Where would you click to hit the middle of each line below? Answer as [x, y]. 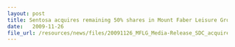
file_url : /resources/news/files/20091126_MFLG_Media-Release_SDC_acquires [120, 33]
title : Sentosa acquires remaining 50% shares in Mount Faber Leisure [112, 20]
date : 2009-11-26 [36, 26]
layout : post [26, 13]
